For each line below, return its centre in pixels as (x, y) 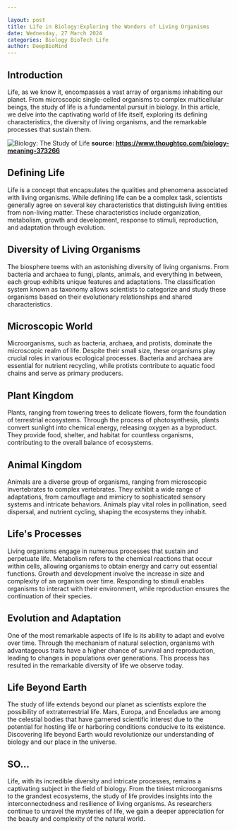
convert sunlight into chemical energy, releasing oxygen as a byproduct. (112, 427)
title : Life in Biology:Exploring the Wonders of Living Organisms (109, 26)
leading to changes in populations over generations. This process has (109, 658)
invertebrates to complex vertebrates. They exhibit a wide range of (104, 489)
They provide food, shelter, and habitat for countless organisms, (101, 435)
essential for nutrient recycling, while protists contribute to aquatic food (111, 366)
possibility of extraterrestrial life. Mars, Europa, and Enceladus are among (114, 712)
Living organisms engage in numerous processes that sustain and (103, 551)
